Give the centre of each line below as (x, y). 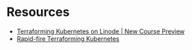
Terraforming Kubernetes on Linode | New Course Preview (101, 31)
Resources (38, 12)
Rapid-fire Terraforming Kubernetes (68, 38)
